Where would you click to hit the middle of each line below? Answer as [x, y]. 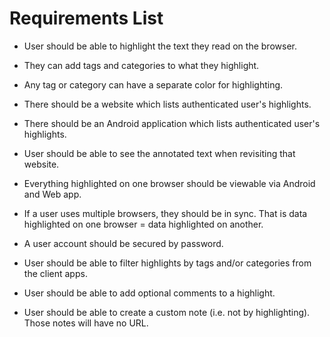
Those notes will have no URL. [86, 323]
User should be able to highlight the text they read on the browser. [160, 46]
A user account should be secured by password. [123, 243]
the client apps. [55, 273]
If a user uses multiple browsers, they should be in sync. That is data [165, 213]
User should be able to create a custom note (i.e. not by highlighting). [167, 312]
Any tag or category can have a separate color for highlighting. [153, 84]
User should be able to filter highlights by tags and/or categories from [167, 263]
